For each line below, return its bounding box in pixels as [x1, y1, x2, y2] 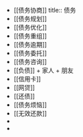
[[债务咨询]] [13, 58, 47, 65]
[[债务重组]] [13, 32, 47, 40]
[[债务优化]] [13, 23, 47, 31]
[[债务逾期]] [13, 41, 47, 48]
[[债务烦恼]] [13, 101, 47, 109]
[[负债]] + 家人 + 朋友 [13, 66, 74, 74]
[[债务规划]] [13, 14, 47, 23]
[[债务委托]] [13, 49, 47, 57]
